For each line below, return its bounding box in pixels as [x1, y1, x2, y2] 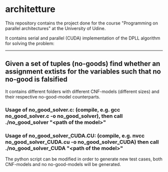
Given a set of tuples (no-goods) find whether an [5, 59, 160, 68]
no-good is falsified [5, 75, 67, 83]
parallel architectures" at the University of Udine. [5, 25, 106, 31]
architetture [5, 3, 56, 15]
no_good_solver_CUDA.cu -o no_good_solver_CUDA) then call [5, 138, 159, 145]
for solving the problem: [5, 40, 55, 46]
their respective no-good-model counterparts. [5, 93, 100, 99]
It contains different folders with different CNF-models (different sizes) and [5, 88, 159, 94]
